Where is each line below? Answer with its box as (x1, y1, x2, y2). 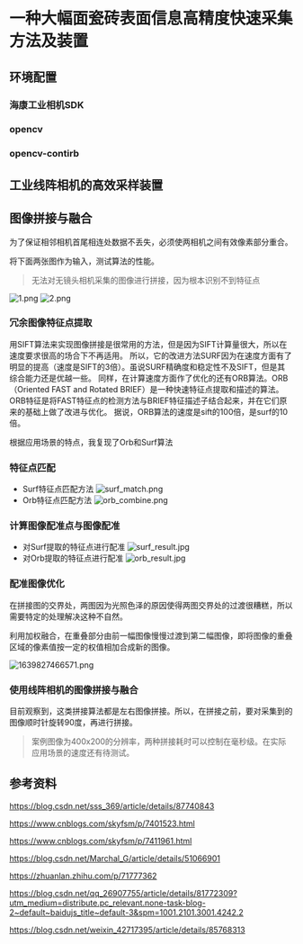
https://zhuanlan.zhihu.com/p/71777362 (9, 870, 157, 881)
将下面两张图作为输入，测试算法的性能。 (9, 256, 159, 266)
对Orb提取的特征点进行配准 (22, 553, 124, 563)
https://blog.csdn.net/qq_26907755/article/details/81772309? (9, 887, 238, 898)
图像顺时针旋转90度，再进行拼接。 (9, 717, 138, 728)
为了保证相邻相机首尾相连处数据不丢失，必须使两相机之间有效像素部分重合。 (9, 236, 293, 247)
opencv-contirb (9, 148, 79, 160)
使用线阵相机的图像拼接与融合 (9, 683, 139, 696)
